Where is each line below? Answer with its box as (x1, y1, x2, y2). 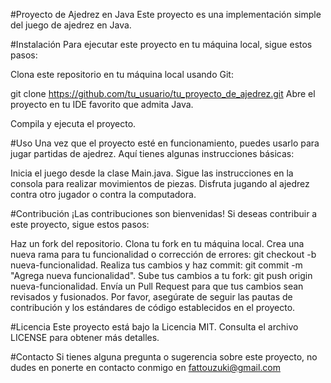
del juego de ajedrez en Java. (10, 19, 132, 31)
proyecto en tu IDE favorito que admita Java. (10, 99, 194, 110)
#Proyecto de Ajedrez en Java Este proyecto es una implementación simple (10, 9, 322, 20)
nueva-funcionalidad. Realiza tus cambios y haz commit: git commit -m (10, 259, 303, 271)
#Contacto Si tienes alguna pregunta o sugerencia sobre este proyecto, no (10, 351, 318, 363)
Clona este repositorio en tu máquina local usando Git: (10, 69, 234, 80)
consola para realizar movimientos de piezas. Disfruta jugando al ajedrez (10, 178, 310, 189)
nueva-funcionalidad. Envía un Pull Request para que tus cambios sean (10, 280, 304, 292)
